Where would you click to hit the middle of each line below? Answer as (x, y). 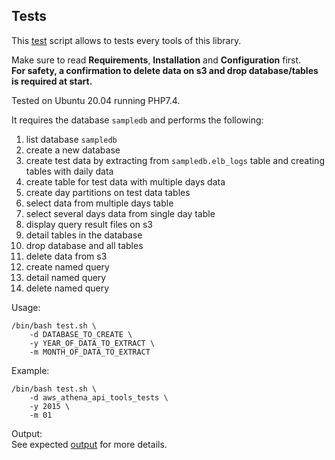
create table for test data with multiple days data (125, 181)
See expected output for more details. (89, 444)
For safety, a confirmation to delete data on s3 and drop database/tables (165, 70)
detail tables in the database (84, 235)
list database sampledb (71, 139)
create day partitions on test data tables (108, 192)
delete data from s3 (66, 256)
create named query (67, 266)
